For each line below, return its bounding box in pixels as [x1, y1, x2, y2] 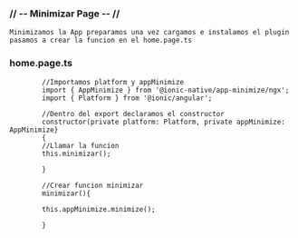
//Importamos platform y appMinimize [42, 77, 184, 86]
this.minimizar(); [42, 149, 111, 158]
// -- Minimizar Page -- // [9, 7, 120, 20]
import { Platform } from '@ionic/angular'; [42, 94, 213, 103]
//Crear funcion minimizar [42, 181, 144, 190]
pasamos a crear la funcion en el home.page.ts [9, 35, 193, 45]
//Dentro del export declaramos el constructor [42, 109, 225, 118]
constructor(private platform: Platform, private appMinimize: [42, 117, 285, 126]
